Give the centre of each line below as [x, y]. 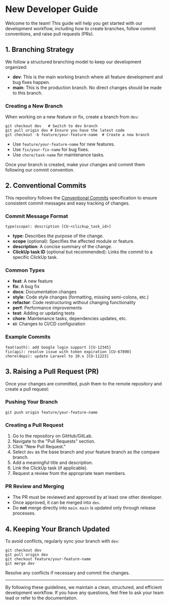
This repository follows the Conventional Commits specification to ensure [81, 197]
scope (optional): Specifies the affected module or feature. [73, 241]
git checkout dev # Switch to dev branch [52, 126]
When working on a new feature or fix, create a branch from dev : [72, 117]
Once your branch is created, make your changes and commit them [75, 165]
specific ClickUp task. [35, 257]
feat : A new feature [32, 281]
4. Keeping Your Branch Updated [58, 529]
